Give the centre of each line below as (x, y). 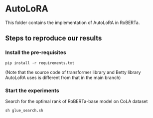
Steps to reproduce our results (54, 38)
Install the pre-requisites (36, 52)
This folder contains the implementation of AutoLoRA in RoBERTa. (73, 22)
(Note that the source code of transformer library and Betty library (73, 72)
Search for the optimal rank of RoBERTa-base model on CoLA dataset (76, 101)
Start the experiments (32, 90)
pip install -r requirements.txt (40, 63)
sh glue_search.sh (24, 110)
